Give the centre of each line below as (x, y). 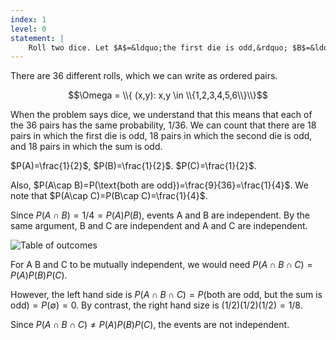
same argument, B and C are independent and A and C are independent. (159, 226)
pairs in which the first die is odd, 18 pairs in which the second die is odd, (161, 136)
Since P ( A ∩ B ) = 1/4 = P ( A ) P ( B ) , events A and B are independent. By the (160, 215)
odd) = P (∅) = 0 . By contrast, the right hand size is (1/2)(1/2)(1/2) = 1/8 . (156, 305)
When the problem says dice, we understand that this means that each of (161, 115)
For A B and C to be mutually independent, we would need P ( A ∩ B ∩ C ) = (161, 265)
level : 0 (28, 29)
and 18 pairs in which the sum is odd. (86, 147)
